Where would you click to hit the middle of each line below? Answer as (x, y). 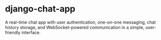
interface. (31, 32)
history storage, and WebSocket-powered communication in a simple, (75, 27)
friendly (13, 32)
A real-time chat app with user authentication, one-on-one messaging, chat (80, 22)
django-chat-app (40, 9)
